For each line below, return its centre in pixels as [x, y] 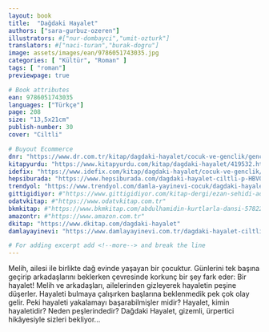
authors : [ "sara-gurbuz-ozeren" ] [64, 30]
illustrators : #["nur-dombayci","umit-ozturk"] [89, 38]
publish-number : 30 [41, 128]
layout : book [30, 16]
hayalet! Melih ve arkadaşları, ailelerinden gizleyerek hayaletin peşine [122, 285]
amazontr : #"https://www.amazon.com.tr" [77, 216]
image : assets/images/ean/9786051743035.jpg [84, 53]
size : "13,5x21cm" [39, 120]
